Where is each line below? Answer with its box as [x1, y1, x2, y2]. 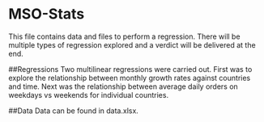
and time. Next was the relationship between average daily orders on [8, 82, 239, 91]
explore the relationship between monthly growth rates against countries [8, 73, 251, 82]
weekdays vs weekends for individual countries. [8, 90, 168, 99]
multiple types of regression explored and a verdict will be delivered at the [8, 40, 257, 49]
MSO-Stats [8, 5, 85, 23]
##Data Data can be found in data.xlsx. [8, 106, 139, 116]
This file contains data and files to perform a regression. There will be [8, 32, 241, 41]
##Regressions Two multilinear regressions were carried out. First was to [8, 64, 253, 74]
